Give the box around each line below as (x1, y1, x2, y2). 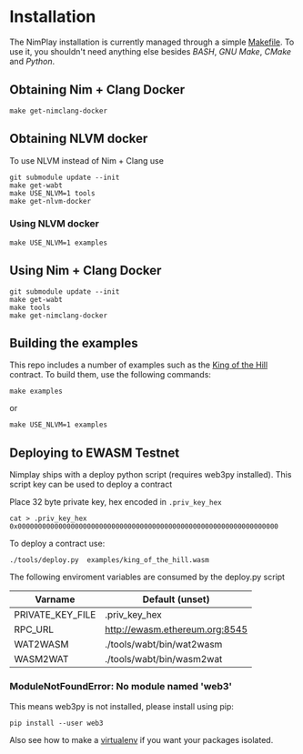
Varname (35, 593, 76, 606)
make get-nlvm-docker (9, 196, 92, 206)
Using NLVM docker (9, 217, 100, 230)
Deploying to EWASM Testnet (9, 445, 180, 460)
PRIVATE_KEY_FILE (14, 608, 96, 621)
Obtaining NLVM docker (9, 131, 148, 146)
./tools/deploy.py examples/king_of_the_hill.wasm (9, 556, 209, 565)
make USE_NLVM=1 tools (9, 188, 96, 197)
